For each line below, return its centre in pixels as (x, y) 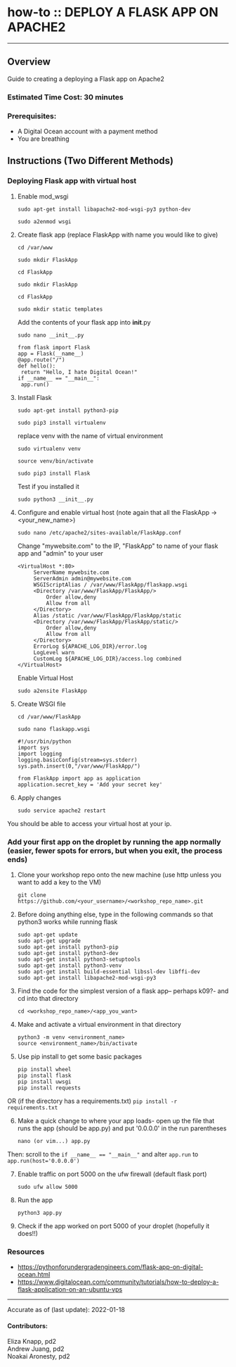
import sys (33, 747)
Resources (26, 1251)
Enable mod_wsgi (43, 196)
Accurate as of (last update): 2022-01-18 (66, 1310)
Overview (29, 62)
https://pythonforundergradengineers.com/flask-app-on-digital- (110, 1267)
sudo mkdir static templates (60, 309)
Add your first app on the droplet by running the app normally (114, 842)
